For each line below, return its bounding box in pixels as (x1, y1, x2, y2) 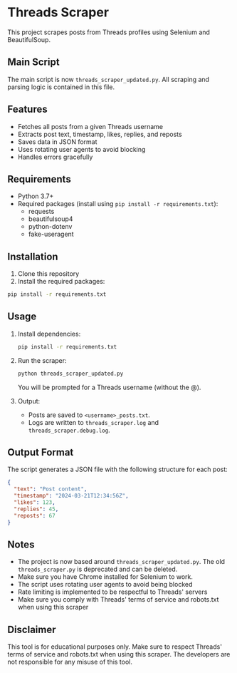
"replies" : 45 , (14, 505, 59, 513)
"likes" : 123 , (14, 499, 56, 506)
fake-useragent (28, 230, 74, 239)
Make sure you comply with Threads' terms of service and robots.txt (17, 595, 219, 604)
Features (7, 103, 48, 115)
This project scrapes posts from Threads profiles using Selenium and (7, 28, 210, 36)
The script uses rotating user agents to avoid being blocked (17, 580, 193, 589)
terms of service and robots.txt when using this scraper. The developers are (7, 650, 231, 659)
